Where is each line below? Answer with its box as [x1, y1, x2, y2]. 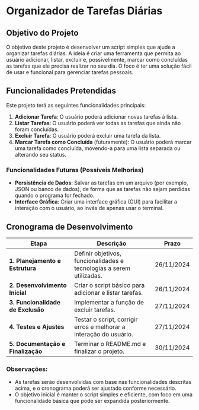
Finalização [9, 347, 43, 355]
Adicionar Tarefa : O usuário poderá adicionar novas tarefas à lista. [14, 113, 178, 120]
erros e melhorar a [73, 322, 126, 330]
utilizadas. [73, 271, 102, 279]
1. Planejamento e [9, 256, 61, 265]
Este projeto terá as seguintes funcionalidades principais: [6, 101, 146, 109]
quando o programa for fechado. [14, 192, 95, 199]
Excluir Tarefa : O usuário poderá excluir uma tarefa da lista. [14, 132, 161, 139]
